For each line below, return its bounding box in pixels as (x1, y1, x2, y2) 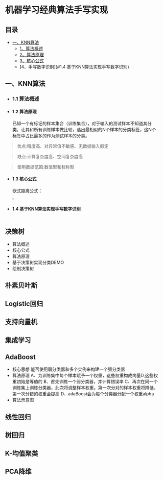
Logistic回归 (5, 299, 43, 308)
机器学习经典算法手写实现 (5, 4, 109, 16)
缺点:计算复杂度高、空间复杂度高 (17, 153, 83, 159)
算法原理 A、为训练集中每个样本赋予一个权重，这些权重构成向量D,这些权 (12, 373, 158, 379)
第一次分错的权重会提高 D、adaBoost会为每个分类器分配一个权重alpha (12, 391, 154, 397)
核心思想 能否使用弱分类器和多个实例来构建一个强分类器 (12, 366, 125, 372)
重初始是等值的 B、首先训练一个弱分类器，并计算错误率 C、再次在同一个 (12, 379, 158, 384)
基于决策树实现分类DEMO (12, 260, 64, 265)
